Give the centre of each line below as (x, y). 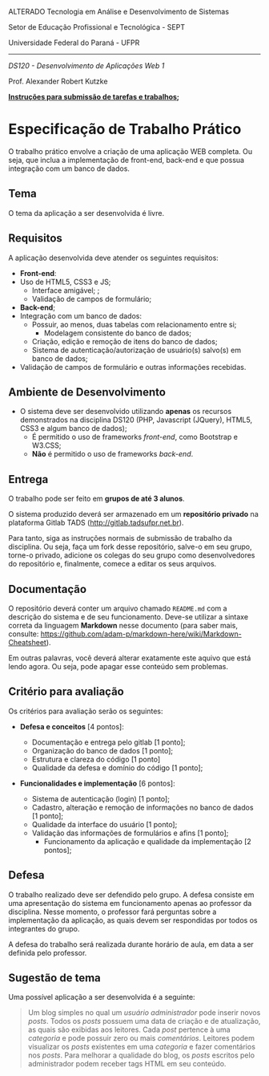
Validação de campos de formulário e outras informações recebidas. (133, 367)
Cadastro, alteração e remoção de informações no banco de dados (143, 807)
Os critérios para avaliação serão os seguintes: (86, 711)
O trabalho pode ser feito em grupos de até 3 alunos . (97, 499)
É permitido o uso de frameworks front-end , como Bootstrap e (135, 437)
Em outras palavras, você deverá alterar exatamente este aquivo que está (130, 658)
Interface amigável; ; (66, 290)
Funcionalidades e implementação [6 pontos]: (98, 783)
